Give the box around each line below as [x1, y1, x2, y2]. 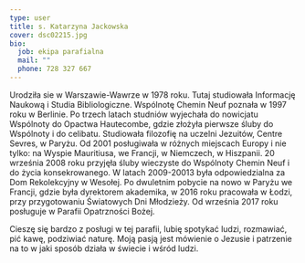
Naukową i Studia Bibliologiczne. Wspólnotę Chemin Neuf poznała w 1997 [9, 99, 288, 110]
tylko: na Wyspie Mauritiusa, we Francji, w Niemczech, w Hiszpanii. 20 [9, 147, 276, 158]
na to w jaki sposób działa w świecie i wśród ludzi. [9, 243, 199, 254]
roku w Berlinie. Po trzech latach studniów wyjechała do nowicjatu [9, 109, 258, 120]
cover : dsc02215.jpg [9, 30, 89, 39]
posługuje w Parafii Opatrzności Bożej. [9, 205, 155, 216]
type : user [9, 13, 51, 23]
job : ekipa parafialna [17, 47, 104, 57]
